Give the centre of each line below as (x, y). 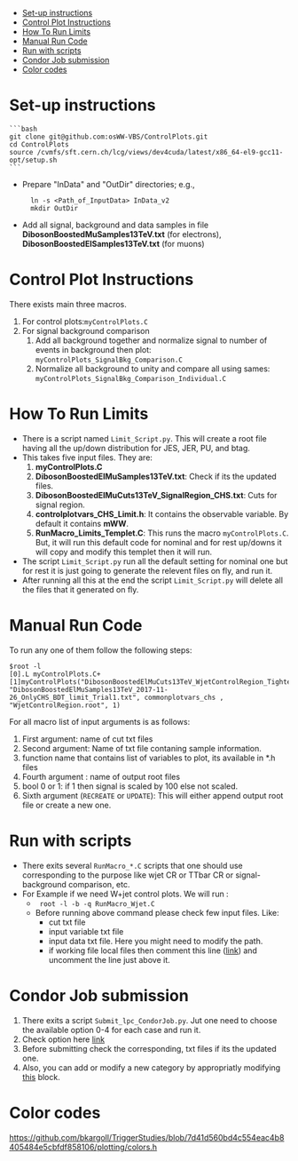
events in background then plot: (94, 349)
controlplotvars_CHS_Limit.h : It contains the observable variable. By (162, 513)
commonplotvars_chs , (184, 697)
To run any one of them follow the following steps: (101, 650)
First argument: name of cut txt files (87, 739)
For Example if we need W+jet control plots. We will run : (125, 894)
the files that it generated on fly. (80, 589)
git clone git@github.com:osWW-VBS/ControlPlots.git (109, 137)
